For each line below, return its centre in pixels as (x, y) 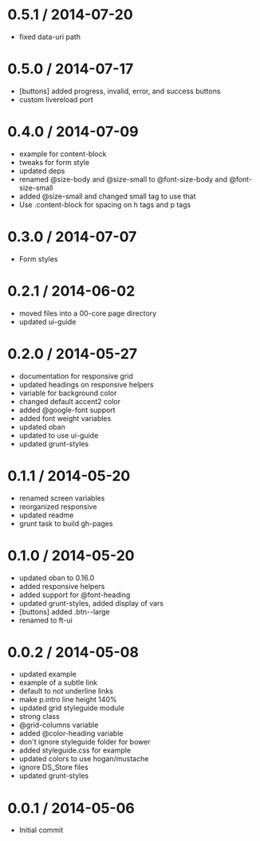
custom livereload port (56, 99)
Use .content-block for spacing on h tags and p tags (105, 204)
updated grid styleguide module (71, 708)
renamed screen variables (62, 498)
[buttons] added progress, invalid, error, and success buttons (120, 91)
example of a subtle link (58, 682)
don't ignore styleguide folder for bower (85, 742)
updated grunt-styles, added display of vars (91, 603)
